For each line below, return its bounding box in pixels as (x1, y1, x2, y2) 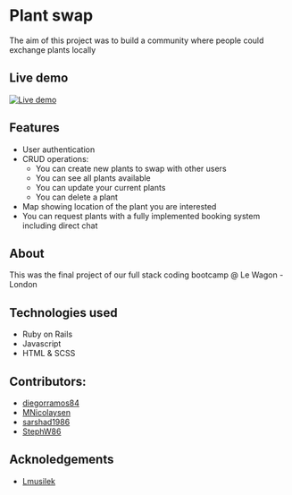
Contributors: (9, 373, 87, 389)
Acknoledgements (9, 452, 114, 467)
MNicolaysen (21, 407, 71, 417)
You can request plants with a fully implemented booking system (21, 210, 261, 221)
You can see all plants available (35, 172, 152, 183)
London (9, 279, 38, 290)
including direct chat (21, 220, 98, 231)
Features (9, 120, 60, 135)
